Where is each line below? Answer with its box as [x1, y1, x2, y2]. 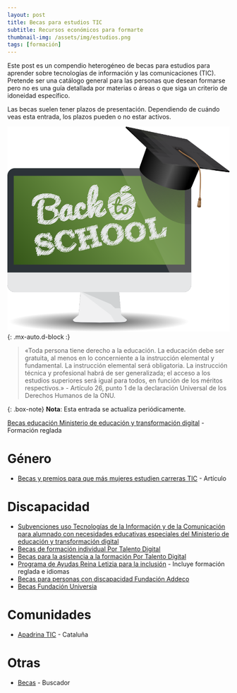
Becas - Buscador [17, 678, 71, 687]
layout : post [7, 11, 46, 18]
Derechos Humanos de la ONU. [24, 391, 116, 399]
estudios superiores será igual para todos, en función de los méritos [24, 376, 224, 385]
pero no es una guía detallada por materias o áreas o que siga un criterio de [7, 84, 228, 92]
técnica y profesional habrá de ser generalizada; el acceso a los [24, 368, 211, 377]
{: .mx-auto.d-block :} [7, 332, 71, 341]
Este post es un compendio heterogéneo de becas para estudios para [7, 61, 210, 70]
